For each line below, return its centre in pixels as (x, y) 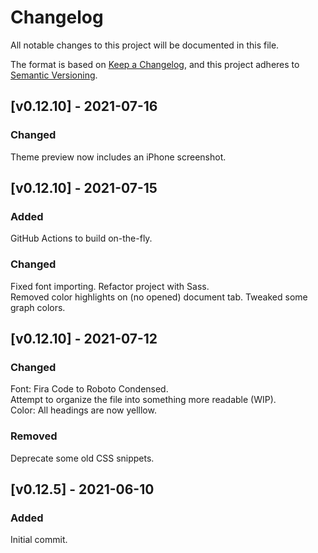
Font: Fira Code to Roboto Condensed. (89, 389)
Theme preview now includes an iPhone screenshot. (118, 157)
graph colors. (38, 307)
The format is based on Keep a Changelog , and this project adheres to (155, 64)
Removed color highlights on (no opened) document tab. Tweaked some (159, 297)
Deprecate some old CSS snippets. (82, 458)
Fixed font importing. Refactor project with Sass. (110, 286)
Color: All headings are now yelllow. (83, 410)
